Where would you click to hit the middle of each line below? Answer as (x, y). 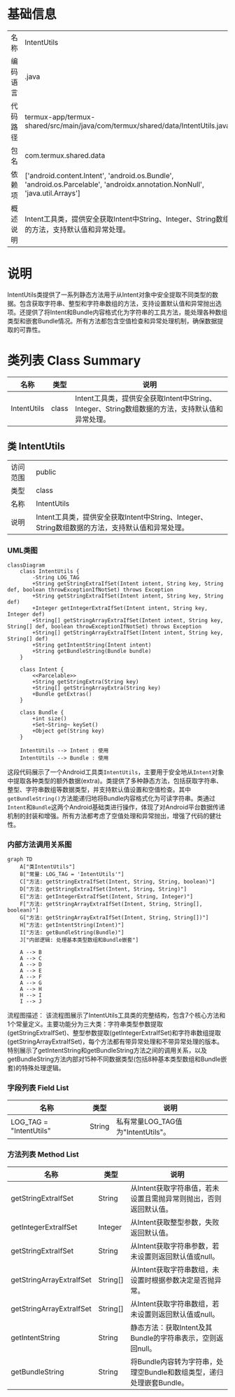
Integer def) (26, 614)
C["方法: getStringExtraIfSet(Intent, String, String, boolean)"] (117, 882)
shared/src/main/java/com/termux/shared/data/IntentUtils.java (128, 126)
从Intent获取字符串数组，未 (175, 1269)
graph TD (20, 860)
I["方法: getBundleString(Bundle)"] (72, 933)
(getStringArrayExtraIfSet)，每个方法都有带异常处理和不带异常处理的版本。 (115, 1041)
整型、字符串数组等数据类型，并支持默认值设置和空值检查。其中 (99, 789)
